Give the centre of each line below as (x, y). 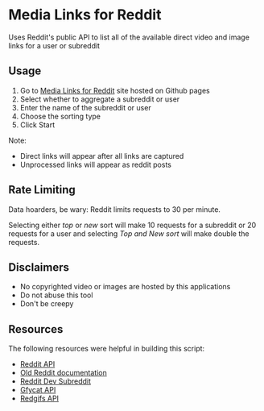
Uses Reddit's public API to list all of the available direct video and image (129, 37)
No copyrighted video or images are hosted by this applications (125, 287)
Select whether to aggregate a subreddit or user (100, 99)
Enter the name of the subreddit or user (85, 107)
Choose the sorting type (60, 116)
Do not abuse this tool (56, 295)
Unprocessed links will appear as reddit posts (95, 164)
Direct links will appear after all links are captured (102, 156)
